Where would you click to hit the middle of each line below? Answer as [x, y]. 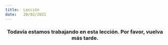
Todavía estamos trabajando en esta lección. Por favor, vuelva [85, 32]
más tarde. [85, 38]
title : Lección [22, 10]
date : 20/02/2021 [26, 14]
